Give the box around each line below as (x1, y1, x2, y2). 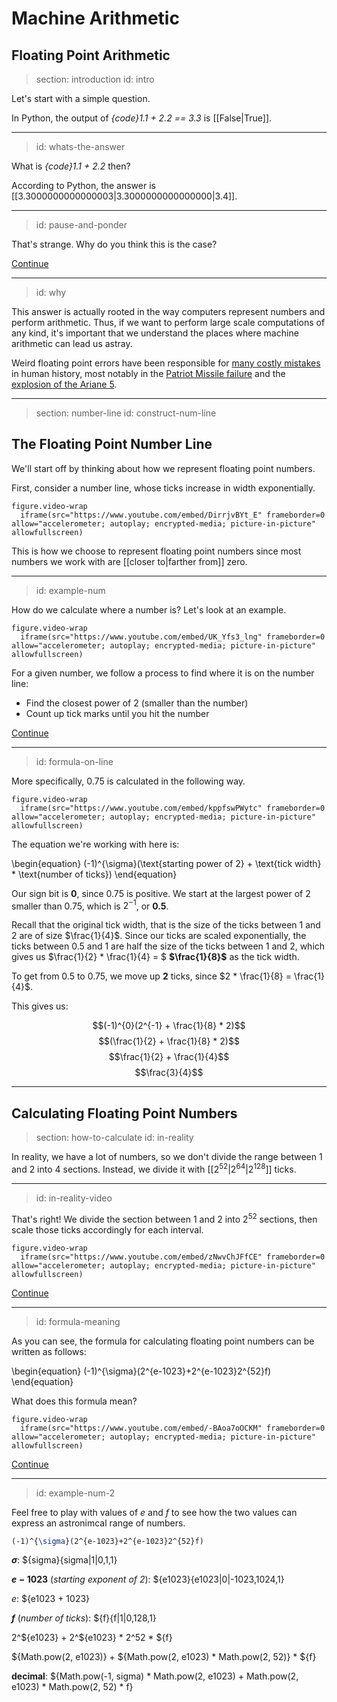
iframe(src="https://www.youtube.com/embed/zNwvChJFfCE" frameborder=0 (20, 1252, 326, 1262)
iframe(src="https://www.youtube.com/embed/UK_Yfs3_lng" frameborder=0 (20, 632, 326, 642)
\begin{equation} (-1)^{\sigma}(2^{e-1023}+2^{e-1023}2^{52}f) (11, 1365, 272, 1377)
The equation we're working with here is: (11, 838, 180, 850)
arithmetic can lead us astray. (11, 338, 133, 349)
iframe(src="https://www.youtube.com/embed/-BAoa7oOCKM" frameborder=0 (20, 1423, 326, 1433)
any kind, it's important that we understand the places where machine (11, 327, 299, 339)
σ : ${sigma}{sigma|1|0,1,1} (11, 1554, 118, 1566)
